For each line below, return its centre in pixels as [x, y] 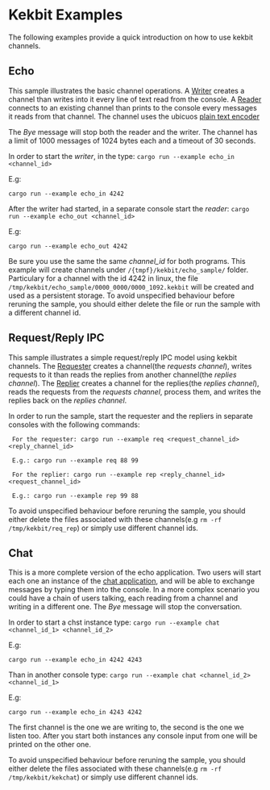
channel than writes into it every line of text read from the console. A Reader [135, 99]
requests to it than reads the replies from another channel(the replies [123, 374]
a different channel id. [45, 312]
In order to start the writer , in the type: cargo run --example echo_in [122, 156]
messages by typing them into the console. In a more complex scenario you [134, 590]
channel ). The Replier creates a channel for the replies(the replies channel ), [134, 383]
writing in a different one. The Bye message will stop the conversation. [125, 607]
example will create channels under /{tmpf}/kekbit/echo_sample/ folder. [129, 270]
